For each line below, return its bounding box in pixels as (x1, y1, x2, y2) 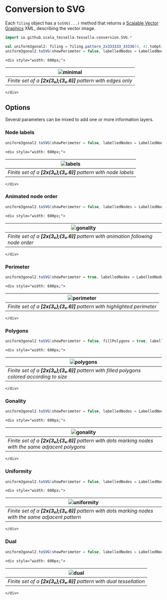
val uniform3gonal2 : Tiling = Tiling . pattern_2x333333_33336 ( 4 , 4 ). (5, 44, 150, 49)
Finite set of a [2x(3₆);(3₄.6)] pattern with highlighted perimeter (7, 303, 157, 310)
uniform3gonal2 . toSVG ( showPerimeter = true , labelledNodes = (5, 275, 135, 280)
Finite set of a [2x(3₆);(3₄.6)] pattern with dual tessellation (7, 578, 145, 585)
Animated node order (5, 193, 58, 200)
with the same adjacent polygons (7, 443, 86, 450)
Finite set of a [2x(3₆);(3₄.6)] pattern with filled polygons (7, 367, 141, 374)
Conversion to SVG (5, 3, 85, 15)
